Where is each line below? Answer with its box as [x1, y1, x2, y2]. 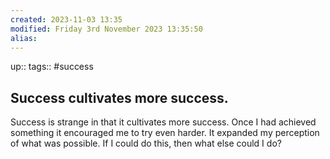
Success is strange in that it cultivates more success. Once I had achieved [10, 116, 317, 128]
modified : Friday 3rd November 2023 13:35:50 [10, 24, 203, 34]
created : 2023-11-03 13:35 [10, 14, 123, 25]
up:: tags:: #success [10, 61, 94, 73]
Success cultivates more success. [10, 89, 229, 106]
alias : [10, 33, 38, 43]
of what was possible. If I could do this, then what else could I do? [10, 137, 282, 150]
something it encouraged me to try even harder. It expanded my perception [10, 127, 320, 139]
